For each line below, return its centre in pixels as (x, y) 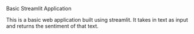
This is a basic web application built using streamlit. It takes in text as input (97, 20)
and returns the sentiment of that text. (52, 26)
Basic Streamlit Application (39, 8)
